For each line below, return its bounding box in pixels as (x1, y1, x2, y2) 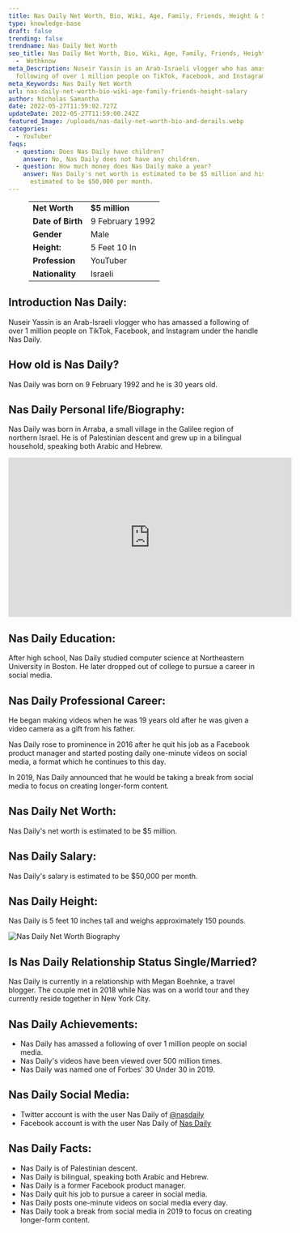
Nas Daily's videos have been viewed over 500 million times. (19, 1056, 222, 1065)
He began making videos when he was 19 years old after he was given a (8, 715, 249, 725)
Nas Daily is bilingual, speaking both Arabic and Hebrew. (19, 1171, 209, 1181)
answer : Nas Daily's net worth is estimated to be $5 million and (23, 170, 251, 178)
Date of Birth (32, 215, 83, 227)
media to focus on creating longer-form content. (8, 781, 170, 791)
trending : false (8, 34, 63, 43)
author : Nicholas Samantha (8, 95, 99, 103)
